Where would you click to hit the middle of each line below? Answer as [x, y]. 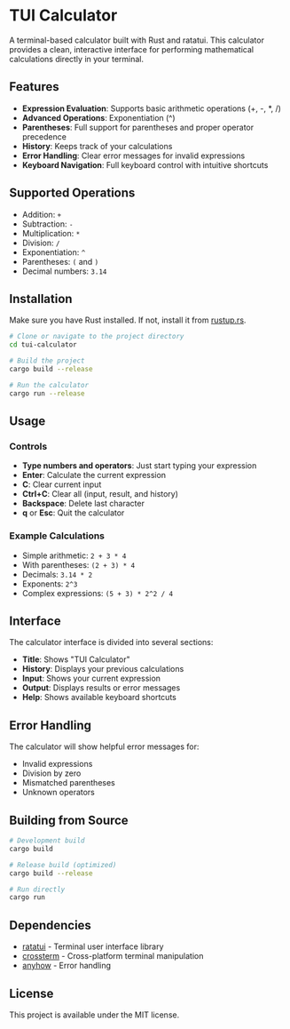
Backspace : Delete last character [83, 504]
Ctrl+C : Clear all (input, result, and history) [100, 494]
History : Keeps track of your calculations [97, 146]
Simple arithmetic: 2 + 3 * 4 [74, 555]
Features [34, 87]
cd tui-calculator [43, 345]
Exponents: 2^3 [50, 584]
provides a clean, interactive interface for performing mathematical [132, 49]
